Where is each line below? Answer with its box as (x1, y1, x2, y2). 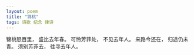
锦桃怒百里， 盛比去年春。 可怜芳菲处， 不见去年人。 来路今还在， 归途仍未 (6, 36, 189, 43)
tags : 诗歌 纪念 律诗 (6, 19, 54, 25)
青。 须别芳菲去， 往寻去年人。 (6, 43, 81, 50)
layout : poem (6, 8, 38, 14)
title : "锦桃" (6, 14, 39, 20)
